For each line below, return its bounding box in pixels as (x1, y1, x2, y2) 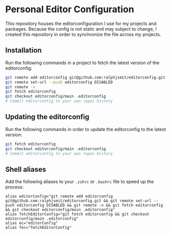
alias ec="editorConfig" (5, 221, 58, 226)
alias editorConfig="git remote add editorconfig (5, 194, 113, 199)
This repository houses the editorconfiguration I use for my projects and (5, 20, 157, 27)
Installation (5, 46, 42, 55)
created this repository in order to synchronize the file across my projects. (5, 31, 161, 37)
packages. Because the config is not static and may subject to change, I (5, 25, 157, 32)
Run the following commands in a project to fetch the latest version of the (5, 60, 160, 66)
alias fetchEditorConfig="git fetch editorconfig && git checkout (5, 212, 150, 217)
